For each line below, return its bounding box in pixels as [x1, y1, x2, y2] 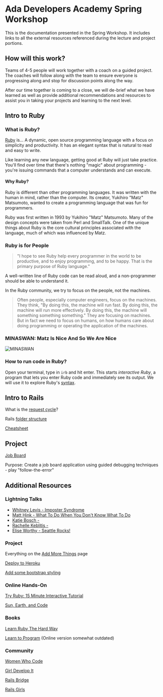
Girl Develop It [5, 668, 34, 674]
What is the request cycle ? [5, 407, 58, 413]
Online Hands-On [5, 582, 47, 589]
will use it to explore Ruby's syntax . [5, 379, 76, 385]
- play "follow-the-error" [5, 467, 54, 473]
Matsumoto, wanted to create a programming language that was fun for [5, 200, 148, 206]
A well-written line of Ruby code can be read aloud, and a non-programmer [5, 273, 156, 279]
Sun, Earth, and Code [5, 603, 48, 608]
